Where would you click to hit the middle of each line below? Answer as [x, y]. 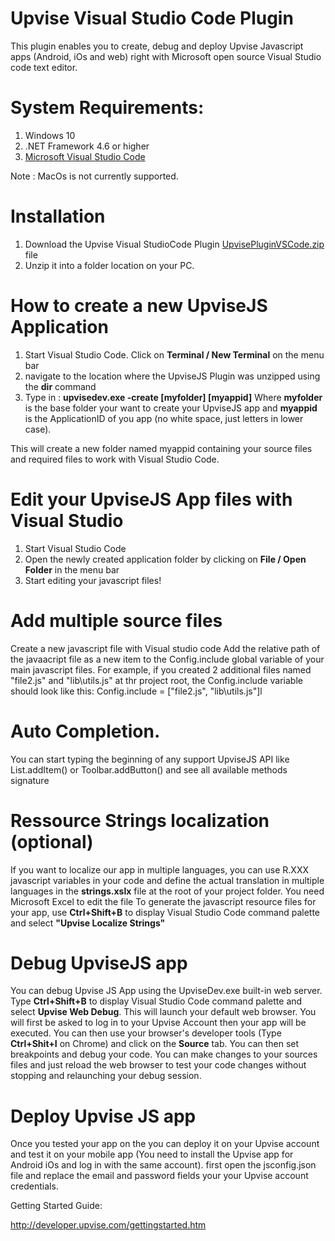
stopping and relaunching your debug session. [106, 1076]
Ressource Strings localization [140, 820]
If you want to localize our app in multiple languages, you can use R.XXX [159, 869]
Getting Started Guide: [56, 1206]
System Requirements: [107, 108]
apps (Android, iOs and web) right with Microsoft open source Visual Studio [166, 56]
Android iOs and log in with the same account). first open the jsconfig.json [163, 1165]
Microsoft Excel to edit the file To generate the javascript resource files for [163, 901]
